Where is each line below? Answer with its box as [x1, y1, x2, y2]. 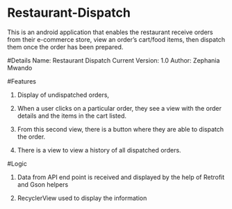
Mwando [7, 63, 33, 72]
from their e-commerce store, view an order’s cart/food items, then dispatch [7, 35, 226, 43]
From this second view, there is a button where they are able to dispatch [17, 125, 224, 133]
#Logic [7, 159, 28, 168]
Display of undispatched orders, [17, 91, 110, 99]
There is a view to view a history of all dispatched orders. [17, 146, 182, 154]
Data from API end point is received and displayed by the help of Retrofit [17, 173, 225, 181]
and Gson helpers [17, 180, 69, 189]
